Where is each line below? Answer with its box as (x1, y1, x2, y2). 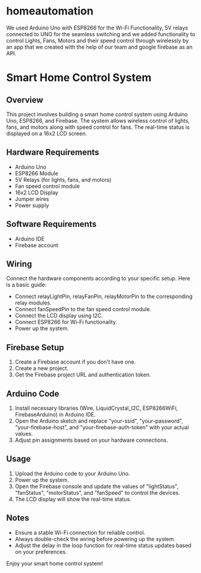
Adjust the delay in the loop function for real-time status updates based (14, 542, 192, 549)
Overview (6, 94, 44, 105)
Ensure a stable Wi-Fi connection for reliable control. (14, 528, 146, 536)
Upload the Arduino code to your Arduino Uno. (14, 469, 130, 477)
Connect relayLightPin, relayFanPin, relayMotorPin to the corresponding (14, 293, 193, 300)
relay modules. (14, 299, 52, 306)
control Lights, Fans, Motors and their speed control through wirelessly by (6, 37, 189, 44)
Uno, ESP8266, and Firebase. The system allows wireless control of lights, (6, 117, 190, 124)
